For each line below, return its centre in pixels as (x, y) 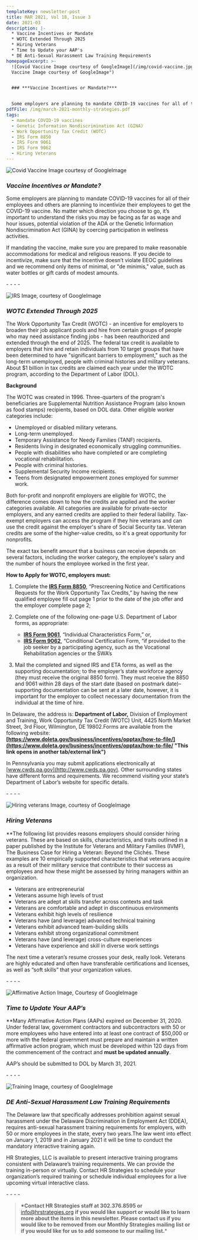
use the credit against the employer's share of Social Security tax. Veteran (96, 527)
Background (22, 386)
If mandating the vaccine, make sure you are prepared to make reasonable (97, 248)
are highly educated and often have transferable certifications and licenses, (98, 963)
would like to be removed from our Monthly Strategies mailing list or (105, 1225)
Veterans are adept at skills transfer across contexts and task (89, 901)
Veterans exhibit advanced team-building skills (71, 926)
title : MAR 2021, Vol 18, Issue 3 (49, 17)
